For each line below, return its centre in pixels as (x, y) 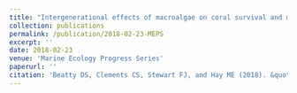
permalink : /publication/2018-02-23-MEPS (87, 34)
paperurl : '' (33, 67)
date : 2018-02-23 (41, 50)
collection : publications (57, 26)
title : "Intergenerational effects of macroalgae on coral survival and (146, 17)
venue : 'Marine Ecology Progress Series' (87, 58)
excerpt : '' (31, 42)
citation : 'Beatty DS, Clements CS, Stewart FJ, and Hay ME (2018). (138, 75)
